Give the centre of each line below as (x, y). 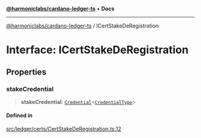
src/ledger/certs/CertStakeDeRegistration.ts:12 (64, 129)
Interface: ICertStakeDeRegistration (98, 50)
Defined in (19, 115)
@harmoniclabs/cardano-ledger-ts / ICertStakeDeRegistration (83, 26)
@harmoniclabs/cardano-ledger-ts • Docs (60, 9)
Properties (26, 72)
